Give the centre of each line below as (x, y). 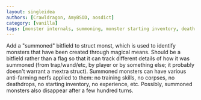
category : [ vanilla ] (32, 23)
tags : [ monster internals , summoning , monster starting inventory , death (101, 29)
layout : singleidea (31, 12)
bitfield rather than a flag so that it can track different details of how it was (98, 58)
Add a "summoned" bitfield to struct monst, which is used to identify (91, 46)
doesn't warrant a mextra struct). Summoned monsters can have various (96, 71)
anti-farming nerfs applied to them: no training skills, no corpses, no (91, 78)
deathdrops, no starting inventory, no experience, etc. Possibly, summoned (99, 84)
